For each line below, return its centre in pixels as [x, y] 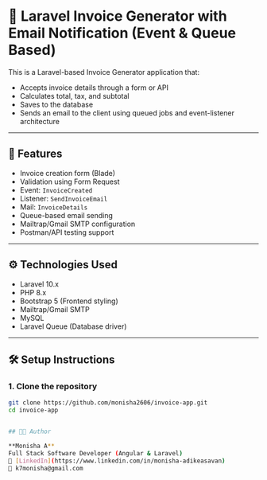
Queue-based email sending [66, 215]
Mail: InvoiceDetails [54, 207]
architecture [40, 121]
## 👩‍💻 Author [30, 431]
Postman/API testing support [67, 232]
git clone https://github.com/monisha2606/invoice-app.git [108, 403]
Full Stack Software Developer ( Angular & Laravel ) [95, 453]
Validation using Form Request [70, 181]
